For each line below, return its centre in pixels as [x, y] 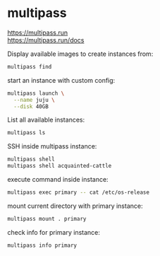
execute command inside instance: [58, 180]
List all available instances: [46, 120]
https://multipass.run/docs [46, 40]
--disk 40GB [31, 106]
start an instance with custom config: [61, 80]
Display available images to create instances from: [80, 54]
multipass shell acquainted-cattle [60, 166]
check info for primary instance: [54, 232]
